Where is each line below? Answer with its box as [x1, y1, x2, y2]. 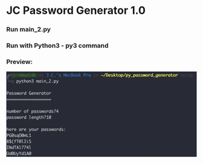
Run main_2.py [6, 25, 51, 34]
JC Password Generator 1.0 [6, 4, 146, 18]
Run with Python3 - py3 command [6, 42, 109, 50]
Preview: [6, 57, 33, 66]
